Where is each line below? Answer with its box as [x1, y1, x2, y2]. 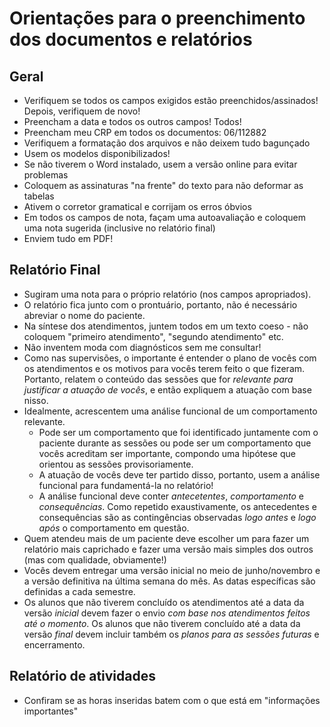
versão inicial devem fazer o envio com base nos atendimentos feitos [23, 607, 311, 619]
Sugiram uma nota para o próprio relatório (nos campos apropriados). [23, 288, 312, 300]
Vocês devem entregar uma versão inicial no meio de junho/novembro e [23, 564, 321, 576]
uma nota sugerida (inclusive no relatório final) [23, 222, 216, 234]
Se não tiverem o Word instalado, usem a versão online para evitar [23, 158, 298, 170]
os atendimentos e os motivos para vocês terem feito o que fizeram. [23, 362, 306, 374]
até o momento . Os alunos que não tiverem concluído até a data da [23, 617, 301, 629]
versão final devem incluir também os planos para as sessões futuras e [23, 628, 320, 640]
